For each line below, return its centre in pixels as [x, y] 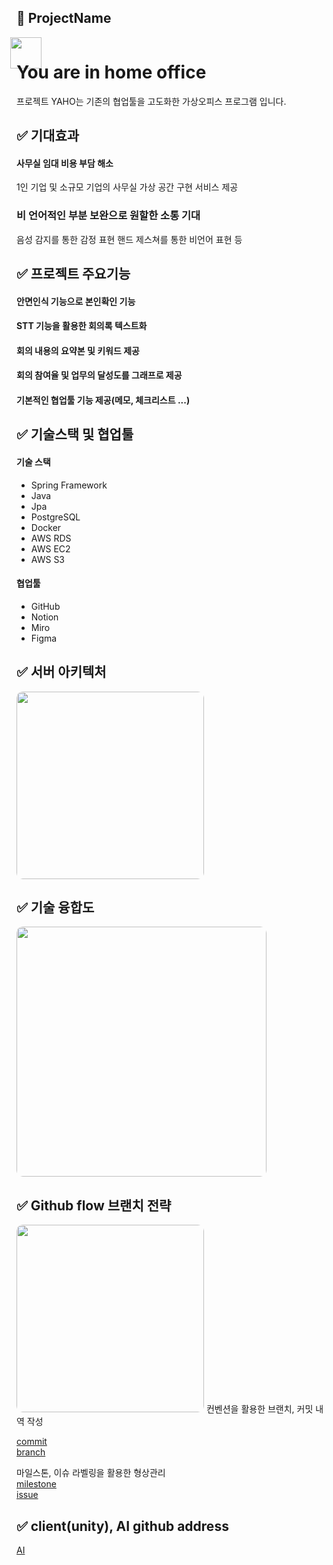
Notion [44, 617]
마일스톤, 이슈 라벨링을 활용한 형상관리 [91, 1473]
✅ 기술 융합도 [55, 907]
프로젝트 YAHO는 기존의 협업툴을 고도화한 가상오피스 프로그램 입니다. [151, 101]
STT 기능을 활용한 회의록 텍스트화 [82, 326]
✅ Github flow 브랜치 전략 [94, 1205]
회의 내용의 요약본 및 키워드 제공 [78, 350]
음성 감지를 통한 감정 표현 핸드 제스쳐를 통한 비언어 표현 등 [129, 239]
